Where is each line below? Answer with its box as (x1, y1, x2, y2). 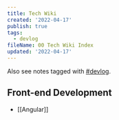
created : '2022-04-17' (7, 16, 72, 23)
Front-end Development (7, 87, 112, 99)
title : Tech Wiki (7, 10, 57, 17)
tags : (7, 29, 23, 36)
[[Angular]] (17, 105, 49, 113)
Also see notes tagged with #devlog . (7, 67, 111, 75)
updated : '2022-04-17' (7, 49, 72, 56)
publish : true (7, 23, 48, 29)
